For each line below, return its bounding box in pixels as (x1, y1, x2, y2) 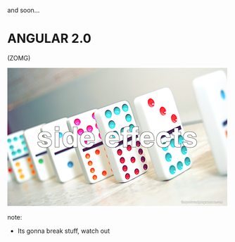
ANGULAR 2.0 (7, 31, 91, 46)
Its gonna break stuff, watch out (17, 227, 110, 235)
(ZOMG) (7, 53, 31, 62)
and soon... (7, 6, 40, 14)
